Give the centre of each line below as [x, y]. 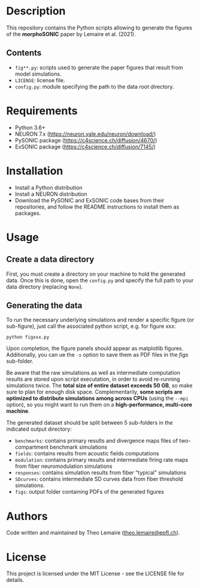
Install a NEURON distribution [51, 194]
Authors [27, 516]
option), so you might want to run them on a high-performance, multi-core [99, 405]
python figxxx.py [28, 338]
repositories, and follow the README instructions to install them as [97, 207]
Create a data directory [50, 259]
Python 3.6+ [30, 127]
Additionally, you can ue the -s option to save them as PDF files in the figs [97, 355]
